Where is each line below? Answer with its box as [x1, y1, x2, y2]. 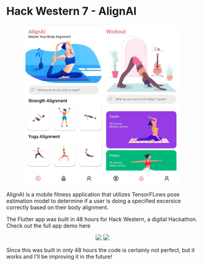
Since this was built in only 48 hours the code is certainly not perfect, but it [6, 246, 195, 254]
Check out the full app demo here [6, 221, 91, 229]
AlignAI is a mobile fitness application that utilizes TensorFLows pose [6, 190, 180, 198]
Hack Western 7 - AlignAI [6, 4, 137, 18]
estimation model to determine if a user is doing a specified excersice [6, 197, 181, 204]
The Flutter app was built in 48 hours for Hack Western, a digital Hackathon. [6, 215, 198, 223]
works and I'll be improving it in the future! [6, 253, 113, 260]
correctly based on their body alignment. [6, 203, 109, 211]
